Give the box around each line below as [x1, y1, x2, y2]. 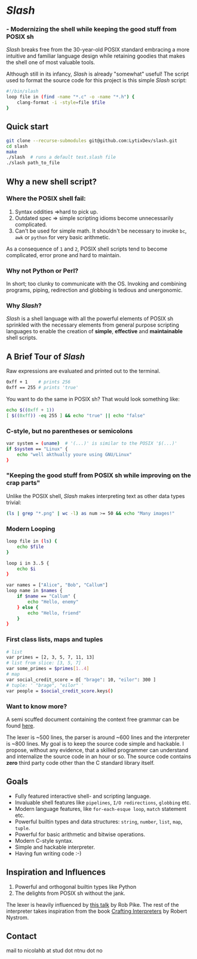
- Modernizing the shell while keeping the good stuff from [6, 25, 177, 34]
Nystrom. [6, 913, 29, 921]
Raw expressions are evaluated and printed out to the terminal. [6, 367, 161, 375]
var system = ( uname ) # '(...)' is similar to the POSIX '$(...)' [6, 441, 178, 447]
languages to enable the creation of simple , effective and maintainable [6, 328, 183, 335]
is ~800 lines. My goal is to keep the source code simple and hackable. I [6, 740, 184, 747]
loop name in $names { [6, 588, 63, 594]
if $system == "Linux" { [6, 446, 68, 452]
